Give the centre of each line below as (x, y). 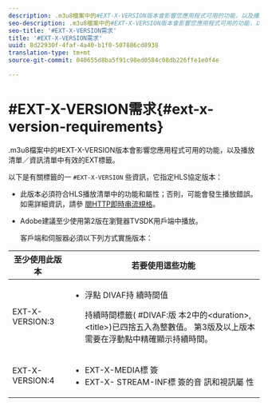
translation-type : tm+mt (49, 53)
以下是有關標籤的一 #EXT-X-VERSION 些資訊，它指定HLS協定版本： (116, 177)
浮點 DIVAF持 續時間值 (127, 295)
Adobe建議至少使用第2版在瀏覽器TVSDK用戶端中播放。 (111, 221)
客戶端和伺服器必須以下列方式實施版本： (86, 237)
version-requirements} (86, 127)
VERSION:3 (33, 321)
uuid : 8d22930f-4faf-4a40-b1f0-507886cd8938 (83, 46)
